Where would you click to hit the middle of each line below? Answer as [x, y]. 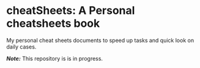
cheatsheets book [53, 23]
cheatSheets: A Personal [71, 11]
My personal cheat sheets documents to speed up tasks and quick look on [100, 40]
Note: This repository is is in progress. [54, 58]
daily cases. [21, 47]
